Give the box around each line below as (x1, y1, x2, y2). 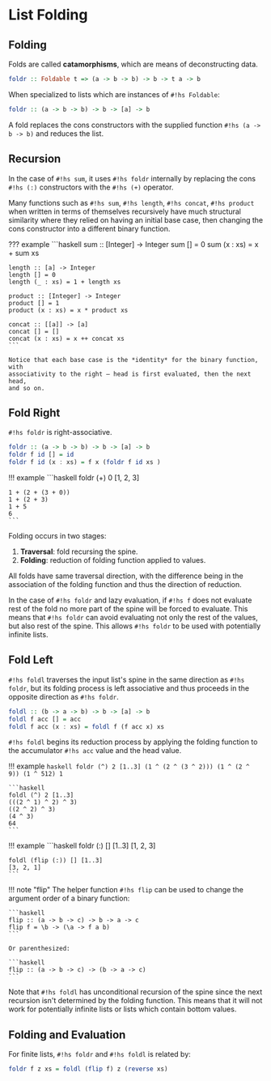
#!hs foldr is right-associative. (8, 428, 112, 437)
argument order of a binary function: (8, 893, 130, 904)
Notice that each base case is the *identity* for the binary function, (8, 355, 259, 364)
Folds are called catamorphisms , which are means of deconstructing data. (8, 59, 259, 69)
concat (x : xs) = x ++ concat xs (8, 334, 125, 343)
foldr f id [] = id (8, 451, 74, 459)
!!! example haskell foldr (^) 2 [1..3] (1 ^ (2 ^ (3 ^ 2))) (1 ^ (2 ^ (8, 761, 250, 771)
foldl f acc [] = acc (8, 715, 82, 723)
